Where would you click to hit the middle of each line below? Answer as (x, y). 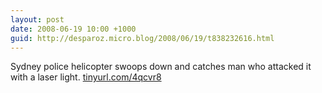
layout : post (37, 19)
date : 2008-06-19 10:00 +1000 (73, 29)
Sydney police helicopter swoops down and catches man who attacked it (161, 67)
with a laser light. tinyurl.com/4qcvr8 (86, 77)
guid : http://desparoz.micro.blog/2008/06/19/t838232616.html (142, 38)
